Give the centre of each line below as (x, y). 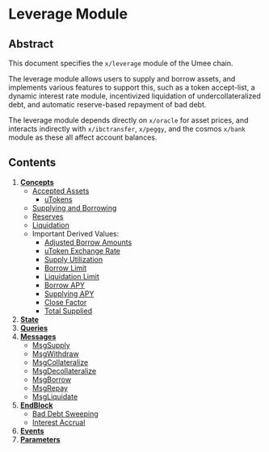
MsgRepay (50, 387)
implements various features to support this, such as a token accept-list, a (132, 87)
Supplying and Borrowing (74, 207)
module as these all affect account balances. (83, 137)
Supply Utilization (74, 259)
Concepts (37, 182)
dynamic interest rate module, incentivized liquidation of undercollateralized (134, 96)
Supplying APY (69, 293)
